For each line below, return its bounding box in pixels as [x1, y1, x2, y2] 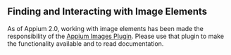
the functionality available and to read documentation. [7, 39, 164, 48]
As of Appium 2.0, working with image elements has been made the [7, 24, 204, 32]
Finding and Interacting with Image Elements [7, 6, 208, 18]
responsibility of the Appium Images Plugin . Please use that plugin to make [7, 32, 224, 40]
